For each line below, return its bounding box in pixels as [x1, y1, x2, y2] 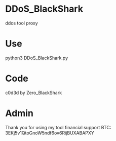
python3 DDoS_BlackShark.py [5, 55, 68, 61]
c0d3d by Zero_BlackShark [5, 89, 62, 96]
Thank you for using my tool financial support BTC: [5, 124, 111, 130]
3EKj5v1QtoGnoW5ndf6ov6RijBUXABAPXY [5, 130, 95, 136]
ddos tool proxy [5, 20, 38, 26]
